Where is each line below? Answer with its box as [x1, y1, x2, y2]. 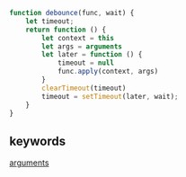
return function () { [25, 25, 106, 34]
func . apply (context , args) [57, 67, 159, 76]
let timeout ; [25, 16, 75, 26]
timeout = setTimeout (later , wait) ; [41, 92, 179, 101]
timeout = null [57, 58, 115, 67]
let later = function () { [41, 50, 143, 59]
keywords [9, 133, 66, 148]
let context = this [41, 33, 115, 42]
